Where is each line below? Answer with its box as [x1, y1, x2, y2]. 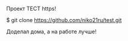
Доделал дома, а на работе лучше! [6, 28, 97, 35]
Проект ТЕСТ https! [6, 5, 56, 12]
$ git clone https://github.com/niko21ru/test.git [6, 17, 122, 23]
